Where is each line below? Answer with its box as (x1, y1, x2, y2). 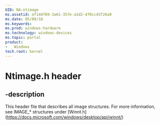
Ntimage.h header (5, 70, 82, 82)
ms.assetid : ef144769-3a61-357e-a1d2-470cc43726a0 (5, 12, 112, 17)
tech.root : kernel (5, 49, 43, 54)
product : (5, 40, 23, 45)
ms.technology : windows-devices (5, 30, 72, 35)
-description (5, 90, 45, 99)
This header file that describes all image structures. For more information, (5, 103, 156, 110)
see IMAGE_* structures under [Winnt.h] (5, 109, 87, 115)
